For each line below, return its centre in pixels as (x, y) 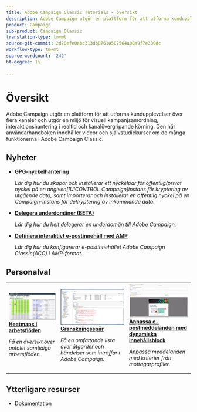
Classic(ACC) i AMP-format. (49, 254)
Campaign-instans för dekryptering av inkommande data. (85, 202)
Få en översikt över (32, 342)
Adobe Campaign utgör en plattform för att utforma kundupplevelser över (95, 114)
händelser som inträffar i (90, 353)
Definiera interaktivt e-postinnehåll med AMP (71, 236)
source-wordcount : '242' (36, 56)
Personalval (28, 272)
